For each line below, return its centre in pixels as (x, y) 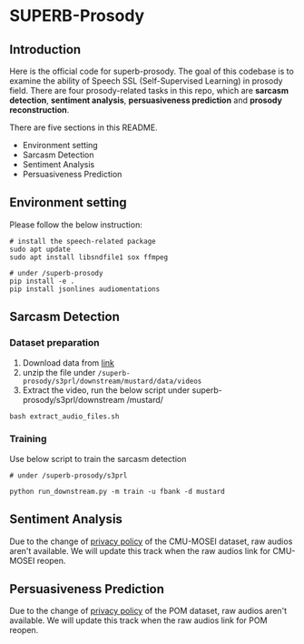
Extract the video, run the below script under (106, 390)
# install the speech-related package (83, 241)
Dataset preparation (54, 343)
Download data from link (69, 362)
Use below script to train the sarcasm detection (98, 458)
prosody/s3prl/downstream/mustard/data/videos (112, 381)
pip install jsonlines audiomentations (85, 289)
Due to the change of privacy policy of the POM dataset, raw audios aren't (148, 611)
